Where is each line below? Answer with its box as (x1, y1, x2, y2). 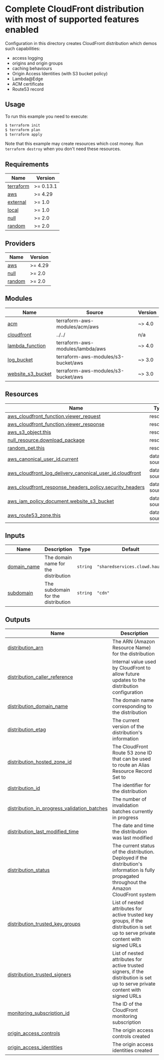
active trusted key (112, 911, 154, 918)
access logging (12, 55, 43, 61)
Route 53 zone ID (112, 750, 152, 756)
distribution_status (7, 867, 50, 874)
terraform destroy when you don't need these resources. (5, 146, 121, 152)
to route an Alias (112, 762, 150, 769)
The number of (112, 796, 146, 803)
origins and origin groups (12, 60, 63, 66)
